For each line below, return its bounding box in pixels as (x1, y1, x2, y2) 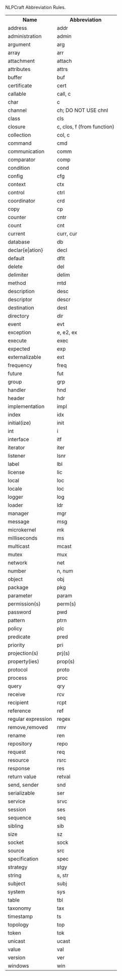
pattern (8, 617, 25, 624)
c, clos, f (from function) (56, 124, 114, 130)
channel (8, 107, 27, 113)
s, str (56, 872, 69, 879)
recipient (8, 699, 29, 706)
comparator (8, 156, 36, 163)
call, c (56, 91, 71, 97)
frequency (8, 362, 32, 369)
